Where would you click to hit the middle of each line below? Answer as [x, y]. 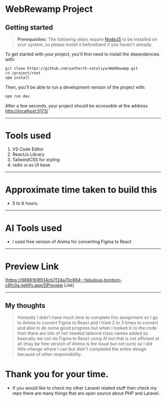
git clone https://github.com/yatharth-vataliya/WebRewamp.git [72, 68]
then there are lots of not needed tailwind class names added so [83, 333]
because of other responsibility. [49, 354]
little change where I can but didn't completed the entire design [82, 349]
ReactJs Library [28, 154]
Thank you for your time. [57, 374]
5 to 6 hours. [25, 203]
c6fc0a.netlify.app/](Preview [34, 285]
